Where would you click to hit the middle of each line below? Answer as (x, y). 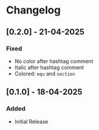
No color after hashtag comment (54, 61)
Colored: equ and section (45, 73)
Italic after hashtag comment (49, 67)
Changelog (33, 10)
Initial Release (31, 121)
